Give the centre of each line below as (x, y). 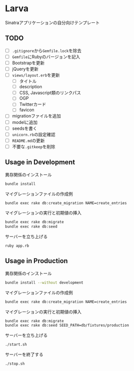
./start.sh (16, 345)
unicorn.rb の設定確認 (34, 134)
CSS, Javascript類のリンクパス (50, 93)
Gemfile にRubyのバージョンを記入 (46, 57)
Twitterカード (33, 104)
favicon (27, 110)
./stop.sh (15, 364)
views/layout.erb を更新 (36, 75)
